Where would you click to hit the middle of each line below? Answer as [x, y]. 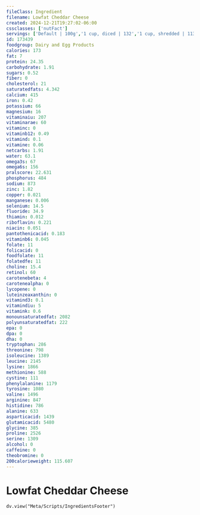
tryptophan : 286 [26, 345]
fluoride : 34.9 [25, 212]
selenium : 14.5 [25, 206]
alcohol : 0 [20, 445]
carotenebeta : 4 [26, 278]
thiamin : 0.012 [25, 217]
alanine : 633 [22, 411]
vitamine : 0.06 [25, 145]
